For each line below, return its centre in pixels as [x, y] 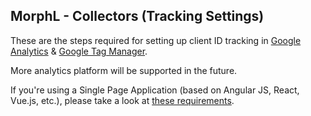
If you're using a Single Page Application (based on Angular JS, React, [155, 90]
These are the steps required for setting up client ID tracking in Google [156, 40]
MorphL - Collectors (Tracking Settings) [137, 16]
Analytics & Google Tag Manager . [79, 51]
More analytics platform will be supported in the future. [124, 70]
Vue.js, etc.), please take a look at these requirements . [122, 100]
